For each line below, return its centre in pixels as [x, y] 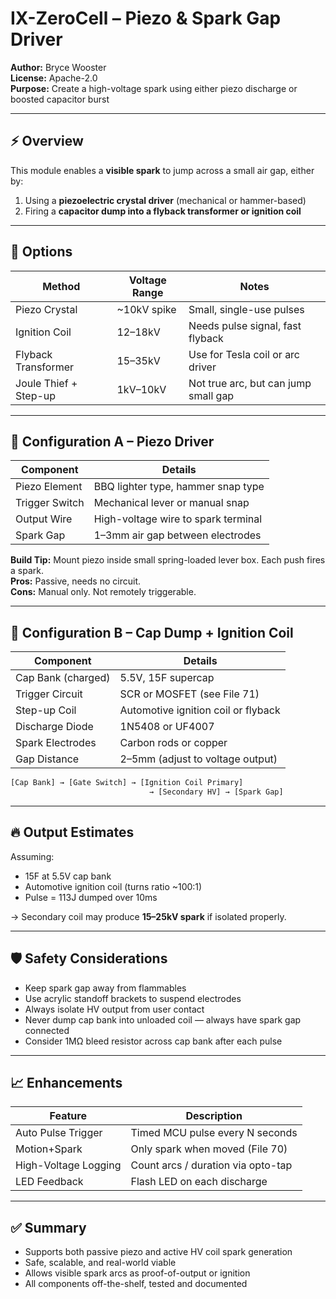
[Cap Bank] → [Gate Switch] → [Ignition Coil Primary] [127, 783]
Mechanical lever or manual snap [171, 503]
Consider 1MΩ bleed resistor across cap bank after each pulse [153, 1041]
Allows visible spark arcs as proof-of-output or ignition [137, 1273]
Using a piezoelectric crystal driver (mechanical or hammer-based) [165, 200]
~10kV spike [146, 309]
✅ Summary [48, 1227]
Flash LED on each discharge [199, 1182]
